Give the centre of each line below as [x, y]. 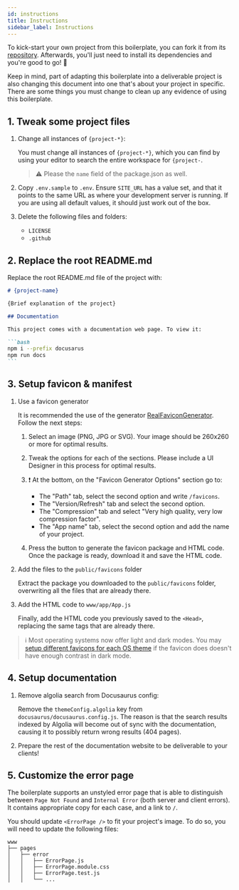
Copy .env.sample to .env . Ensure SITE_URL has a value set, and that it [119, 188]
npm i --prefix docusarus [46, 349]
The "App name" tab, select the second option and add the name [134, 526]
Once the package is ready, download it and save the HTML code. [125, 555]
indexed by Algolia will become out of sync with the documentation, [117, 724]
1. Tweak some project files [69, 121]
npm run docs [27, 356]
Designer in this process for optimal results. [92, 465]
